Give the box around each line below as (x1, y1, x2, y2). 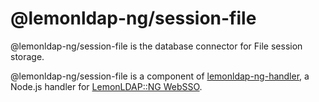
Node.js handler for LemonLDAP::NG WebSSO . (10, 80, 203, 92)
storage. (10, 50, 45, 62)
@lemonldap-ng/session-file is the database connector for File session (10, 40, 303, 52)
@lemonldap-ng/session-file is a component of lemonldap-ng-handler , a (10, 70, 310, 82)
